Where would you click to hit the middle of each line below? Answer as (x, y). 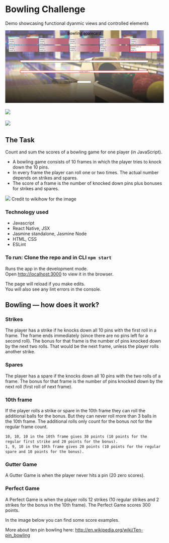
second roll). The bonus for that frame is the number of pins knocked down (83, 341)
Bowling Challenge (45, 9)
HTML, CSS (24, 239)
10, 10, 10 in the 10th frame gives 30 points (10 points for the (76, 437)
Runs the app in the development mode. (47, 268)
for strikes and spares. (36, 189)
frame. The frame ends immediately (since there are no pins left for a (77, 336)
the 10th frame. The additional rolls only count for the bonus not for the (79, 421)
